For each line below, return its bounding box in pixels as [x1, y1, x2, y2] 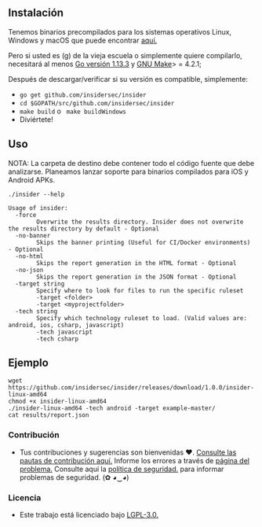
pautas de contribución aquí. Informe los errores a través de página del [19, 455, 249, 465]
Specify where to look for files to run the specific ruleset [36, 286, 244, 294]
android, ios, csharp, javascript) [8, 321, 125, 329]
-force [15, 211, 37, 219]
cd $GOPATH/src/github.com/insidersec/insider [19, 99, 175, 107]
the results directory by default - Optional [8, 224, 159, 233]
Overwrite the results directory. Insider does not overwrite [36, 218, 244, 226]
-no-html [15, 252, 44, 260]
